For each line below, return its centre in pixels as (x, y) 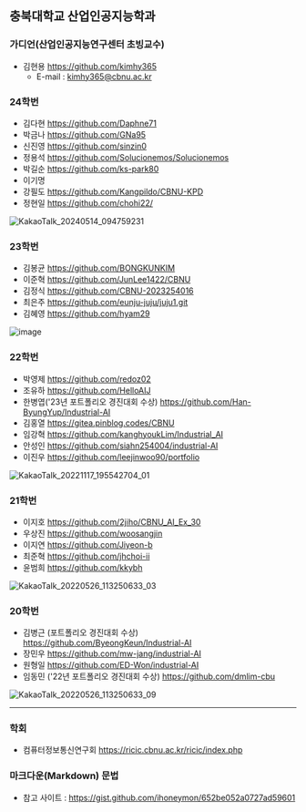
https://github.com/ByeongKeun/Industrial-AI (107, 643)
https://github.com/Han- (206, 401)
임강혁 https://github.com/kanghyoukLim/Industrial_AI (123, 434)
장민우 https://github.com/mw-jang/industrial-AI (112, 653)
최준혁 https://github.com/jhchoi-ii (86, 556)
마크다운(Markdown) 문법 (64, 776)
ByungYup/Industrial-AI (66, 412)
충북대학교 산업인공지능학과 (83, 16)
